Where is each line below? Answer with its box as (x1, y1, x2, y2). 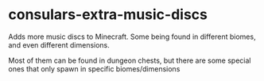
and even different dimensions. (8, 40, 110, 49)
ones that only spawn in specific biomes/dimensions (8, 64, 181, 73)
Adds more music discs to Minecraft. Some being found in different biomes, (8, 32, 256, 41)
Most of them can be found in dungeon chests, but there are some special (8, 56, 251, 65)
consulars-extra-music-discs (8, 6, 208, 24)
